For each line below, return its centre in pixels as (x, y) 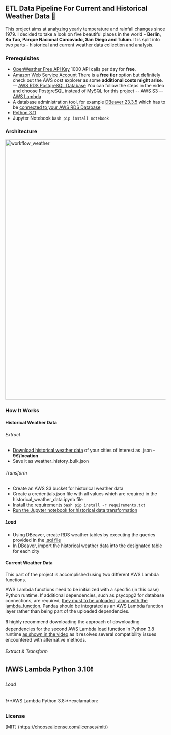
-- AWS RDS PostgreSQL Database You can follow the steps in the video (88, 86)
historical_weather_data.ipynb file (48, 500)
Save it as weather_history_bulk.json (51, 461)
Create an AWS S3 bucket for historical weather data (68, 489)
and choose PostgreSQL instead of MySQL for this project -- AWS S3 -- (88, 91)
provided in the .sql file (37, 540)
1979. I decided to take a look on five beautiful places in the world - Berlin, (83, 34)
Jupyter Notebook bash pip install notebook (61, 118)
